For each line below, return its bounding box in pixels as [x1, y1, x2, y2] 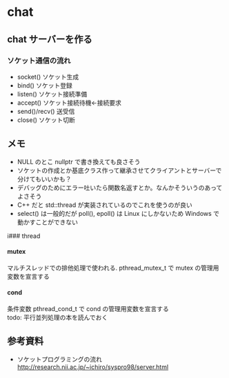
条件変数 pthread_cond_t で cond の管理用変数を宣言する [7, 305, 169, 313]
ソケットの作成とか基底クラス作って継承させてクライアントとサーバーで [17, 166, 222, 175]
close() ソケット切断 [17, 115, 76, 124]
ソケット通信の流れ [7, 56, 71, 66]
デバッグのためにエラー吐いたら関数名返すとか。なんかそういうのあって [17, 183, 223, 192]
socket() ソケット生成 [17, 72, 79, 81]
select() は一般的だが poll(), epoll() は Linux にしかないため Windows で [17, 209, 219, 217]
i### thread [7, 232, 41, 240]
